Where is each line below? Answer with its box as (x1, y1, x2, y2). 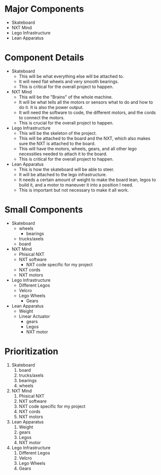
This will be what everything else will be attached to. (18, 73, 125, 79)
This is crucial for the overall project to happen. (18, 120, 114, 126)
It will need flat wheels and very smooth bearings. (18, 78, 119, 84)
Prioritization (4, 346, 59, 357)
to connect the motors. (18, 114, 65, 120)
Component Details (4, 52, 85, 63)
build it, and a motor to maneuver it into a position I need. (18, 182, 133, 188)
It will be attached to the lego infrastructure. (18, 171, 107, 177)
